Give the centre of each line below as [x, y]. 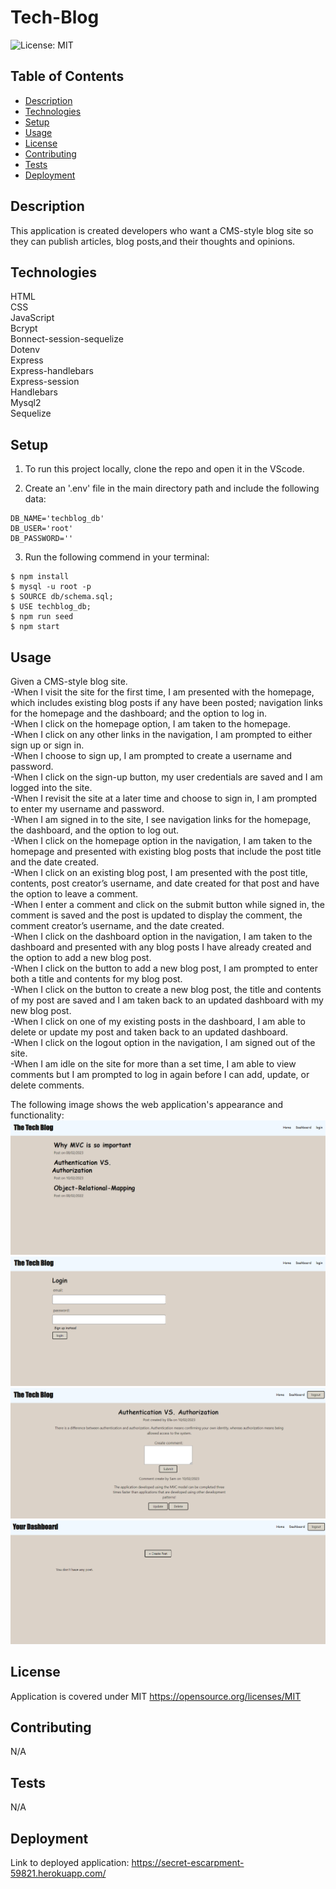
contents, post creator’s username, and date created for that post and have [165, 883]
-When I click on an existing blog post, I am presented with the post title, [159, 872]
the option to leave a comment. [74, 894]
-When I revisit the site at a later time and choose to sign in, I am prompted [164, 798]
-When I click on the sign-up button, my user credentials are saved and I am [166, 777]
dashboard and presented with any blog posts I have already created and [161, 947]
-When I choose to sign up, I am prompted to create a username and [151, 755]
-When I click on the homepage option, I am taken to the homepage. [150, 724]
